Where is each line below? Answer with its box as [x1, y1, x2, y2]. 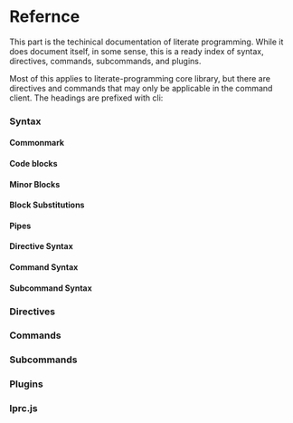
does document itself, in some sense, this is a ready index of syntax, [9, 45, 264, 56]
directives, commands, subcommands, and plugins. [9, 55, 202, 66]
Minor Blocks [9, 178, 61, 189]
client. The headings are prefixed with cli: [9, 92, 164, 103]
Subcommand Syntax [9, 283, 92, 293]
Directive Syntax [9, 241, 74, 252]
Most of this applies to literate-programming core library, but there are [9, 72, 271, 83]
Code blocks [9, 159, 58, 169]
